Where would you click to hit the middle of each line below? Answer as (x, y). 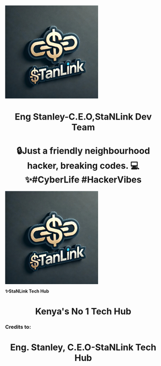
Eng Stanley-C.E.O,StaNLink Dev (83, 117)
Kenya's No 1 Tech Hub (83, 312)
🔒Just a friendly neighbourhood (83, 151)
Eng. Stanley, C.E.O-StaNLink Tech (83, 347)
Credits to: (18, 327)
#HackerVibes (112, 180)
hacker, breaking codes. (78, 166)
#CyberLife (52, 180)
